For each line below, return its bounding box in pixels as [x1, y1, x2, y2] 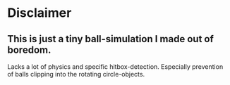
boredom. [7, 44, 52, 55]
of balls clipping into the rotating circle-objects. [7, 70, 145, 78]
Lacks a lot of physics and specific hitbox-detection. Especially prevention [7, 63, 224, 71]
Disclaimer [7, 5, 72, 21]
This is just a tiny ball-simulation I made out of [7, 33, 214, 45]
